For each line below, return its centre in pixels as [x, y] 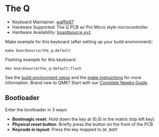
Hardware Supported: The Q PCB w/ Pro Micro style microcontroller [80, 27]
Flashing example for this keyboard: [41, 59]
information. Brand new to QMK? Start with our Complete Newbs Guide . [77, 83]
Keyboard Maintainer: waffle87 [43, 22]
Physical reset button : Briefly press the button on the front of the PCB [82, 124]
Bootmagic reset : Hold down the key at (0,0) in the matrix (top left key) [83, 119]
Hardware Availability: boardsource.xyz [51, 32]
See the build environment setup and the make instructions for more [73, 77]
